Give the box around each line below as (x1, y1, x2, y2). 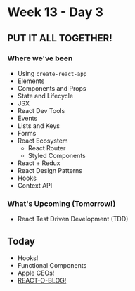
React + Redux (17, 159, 60, 167)
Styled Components (27, 151, 86, 160)
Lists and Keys (17, 121, 60, 130)
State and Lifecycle (17, 91, 74, 100)
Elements (17, 77, 45, 85)
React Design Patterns (17, 166, 83, 174)
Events (17, 114, 38, 122)
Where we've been (7, 53, 73, 63)
